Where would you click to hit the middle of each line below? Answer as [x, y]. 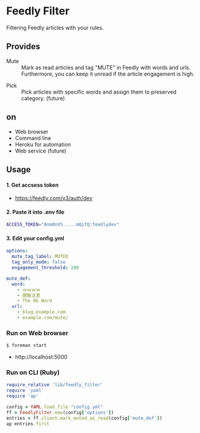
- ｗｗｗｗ [29, 289]
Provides [23, 47]
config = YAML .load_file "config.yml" [55, 407]
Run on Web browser [38, 333]
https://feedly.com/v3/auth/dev [54, 198]
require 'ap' [23, 396]
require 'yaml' [25, 391]
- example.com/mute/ [43, 318]
